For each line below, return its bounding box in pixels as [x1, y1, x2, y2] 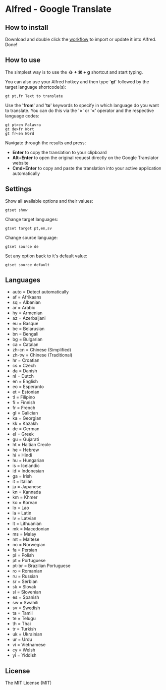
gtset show [5, 207, 28, 213]
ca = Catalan [12, 342, 39, 347]
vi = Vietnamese [12, 642, 46, 648]
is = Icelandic [12, 462, 40, 469]
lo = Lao [12, 505, 29, 511]
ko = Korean [12, 500, 38, 506]
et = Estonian [12, 389, 40, 395]
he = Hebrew [12, 447, 39, 453]
